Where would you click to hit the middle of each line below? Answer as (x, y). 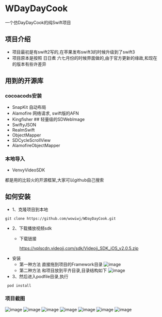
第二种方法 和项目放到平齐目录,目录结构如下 (63, 270)
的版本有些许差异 (29, 64)
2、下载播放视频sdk (32, 228)
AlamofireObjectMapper (36, 146)
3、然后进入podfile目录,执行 (40, 276)
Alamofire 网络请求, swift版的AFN (45, 113)
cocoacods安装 (24, 96)
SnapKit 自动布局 (29, 107)
